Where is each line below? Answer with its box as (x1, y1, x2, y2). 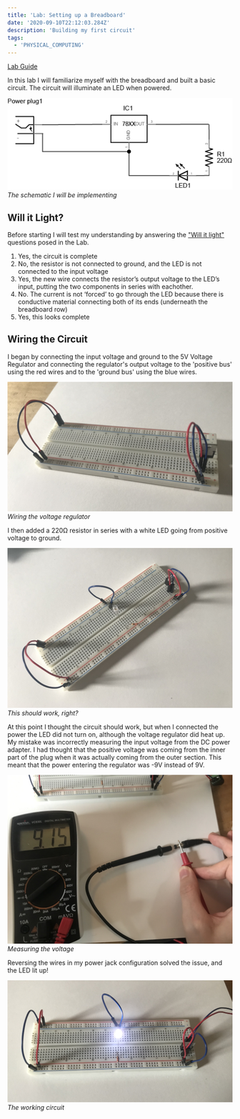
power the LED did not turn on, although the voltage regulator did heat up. (7, 730, 225, 739)
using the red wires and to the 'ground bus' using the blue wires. (7, 367, 198, 376)
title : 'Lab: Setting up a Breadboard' (7, 11, 126, 19)
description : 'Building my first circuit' (7, 26, 136, 34)
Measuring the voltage (7, 945, 74, 953)
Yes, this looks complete (17, 313, 90, 322)
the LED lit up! (7, 966, 49, 975)
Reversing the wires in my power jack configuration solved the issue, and (7, 958, 223, 968)
